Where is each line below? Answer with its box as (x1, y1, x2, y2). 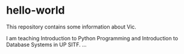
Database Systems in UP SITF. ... (6, 41, 87, 48)
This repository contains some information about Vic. (6, 23, 137, 30)
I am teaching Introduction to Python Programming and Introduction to (6, 34, 179, 42)
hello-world (6, 4, 66, 17)
